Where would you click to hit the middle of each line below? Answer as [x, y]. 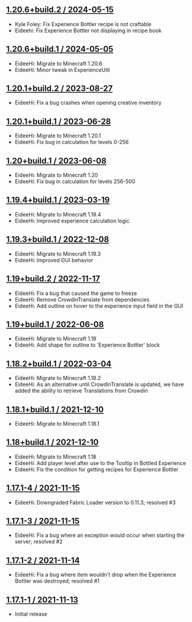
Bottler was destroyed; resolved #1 [57, 581]
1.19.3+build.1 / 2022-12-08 [58, 239]
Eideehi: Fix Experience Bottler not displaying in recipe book [88, 30]
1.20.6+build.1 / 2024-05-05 [60, 49]
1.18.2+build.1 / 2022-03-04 [59, 364]
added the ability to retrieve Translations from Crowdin [81, 391]
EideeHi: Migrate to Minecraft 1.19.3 [58, 254]
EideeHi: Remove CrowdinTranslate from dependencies [82, 299]
